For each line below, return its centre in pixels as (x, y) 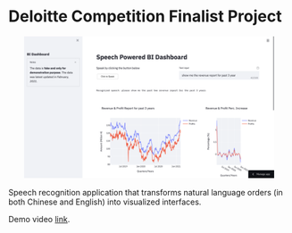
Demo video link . (39, 219)
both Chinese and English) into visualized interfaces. (105, 202)
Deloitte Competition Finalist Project (145, 17)
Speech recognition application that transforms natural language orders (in (146, 192)
